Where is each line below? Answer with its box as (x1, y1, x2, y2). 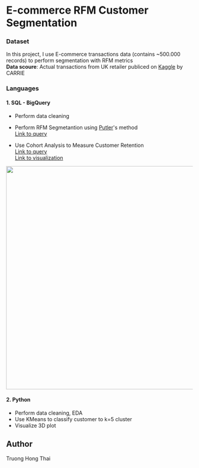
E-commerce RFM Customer (6, 4, 149, 17)
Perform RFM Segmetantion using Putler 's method (14, 124, 138, 131)
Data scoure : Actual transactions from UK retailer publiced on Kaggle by (6, 63, 183, 70)
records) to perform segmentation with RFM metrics (6, 57, 133, 64)
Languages (6, 84, 40, 92)
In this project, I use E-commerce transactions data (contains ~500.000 (6, 51, 181, 58)
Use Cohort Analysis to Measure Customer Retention (14, 142, 144, 149)
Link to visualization (14, 154, 63, 161)
